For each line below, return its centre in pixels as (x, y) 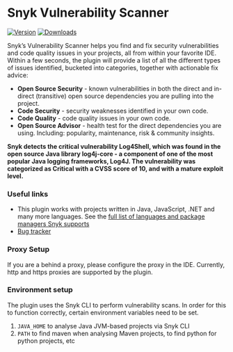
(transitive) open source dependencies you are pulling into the (125, 96)
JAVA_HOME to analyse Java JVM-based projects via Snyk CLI (103, 326)
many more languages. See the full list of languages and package (111, 216)
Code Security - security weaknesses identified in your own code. (113, 111)
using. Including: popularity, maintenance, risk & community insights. (116, 133)
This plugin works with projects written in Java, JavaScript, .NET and (116, 209)
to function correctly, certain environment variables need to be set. (103, 312)
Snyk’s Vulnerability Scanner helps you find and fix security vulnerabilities (113, 45)
